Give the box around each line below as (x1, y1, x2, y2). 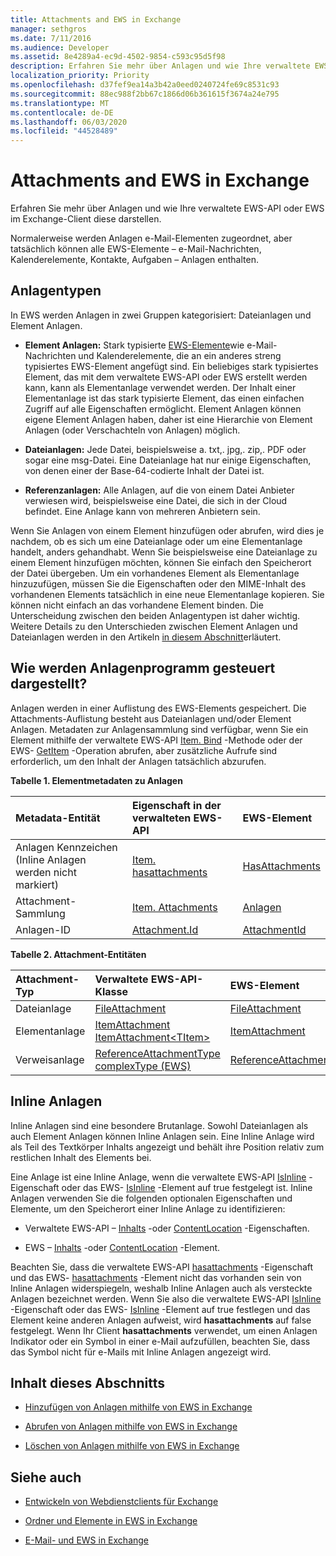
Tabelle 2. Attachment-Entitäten (10, 948, 147, 960)
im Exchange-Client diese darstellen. (10, 213, 162, 225)
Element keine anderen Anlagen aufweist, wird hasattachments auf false (10, 1314, 312, 1326)
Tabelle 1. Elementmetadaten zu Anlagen (10, 774, 183, 786)
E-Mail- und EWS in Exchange (24, 1534, 150, 1546)
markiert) (15, 877, 60, 891)
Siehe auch (10, 1469, 82, 1486)
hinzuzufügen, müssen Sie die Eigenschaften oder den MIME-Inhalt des (10, 577, 307, 590)
